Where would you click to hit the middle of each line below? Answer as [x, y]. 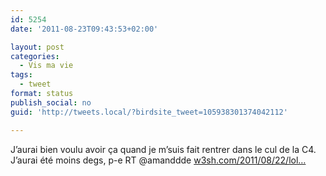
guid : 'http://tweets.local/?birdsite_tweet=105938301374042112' [149, 112]
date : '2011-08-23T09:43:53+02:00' [84, 29]
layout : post [37, 47]
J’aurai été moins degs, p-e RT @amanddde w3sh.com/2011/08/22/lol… [158, 160]
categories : [35, 56]
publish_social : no [51, 102]
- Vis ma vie [46, 66]
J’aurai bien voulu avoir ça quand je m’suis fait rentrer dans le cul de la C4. [163, 149]
